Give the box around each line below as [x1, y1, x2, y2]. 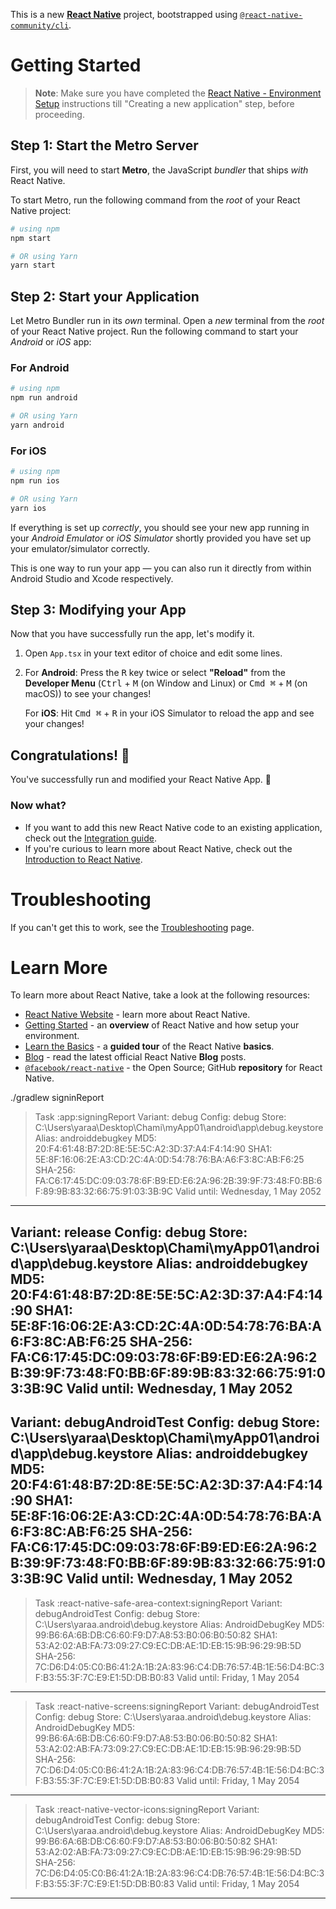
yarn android [10, 420, 65, 430]
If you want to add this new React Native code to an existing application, [24, 821, 323, 833]
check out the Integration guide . [24, 832, 157, 844]
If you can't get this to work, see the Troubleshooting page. [10, 921, 255, 933]
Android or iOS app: [10, 336, 92, 348]
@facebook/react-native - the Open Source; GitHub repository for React [24, 1062, 323, 1074]
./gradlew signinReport [10, 1092, 105, 1104]
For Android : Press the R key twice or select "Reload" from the [24, 667, 286, 679]
